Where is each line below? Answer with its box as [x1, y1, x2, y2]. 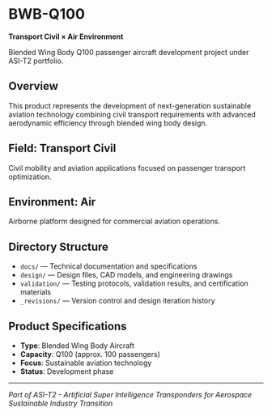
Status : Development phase [19, 367, 114, 376]
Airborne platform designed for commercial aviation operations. [8, 216, 221, 227]
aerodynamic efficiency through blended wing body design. [8, 118, 208, 128]
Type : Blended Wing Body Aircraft [19, 341, 135, 350]
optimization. [8, 172, 52, 181]
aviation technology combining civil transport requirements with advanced [8, 109, 257, 119]
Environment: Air [8, 195, 96, 209]
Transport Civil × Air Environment [8, 32, 124, 41]
